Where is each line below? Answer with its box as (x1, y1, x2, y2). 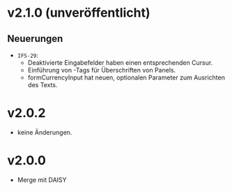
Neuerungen (7, 33, 63, 45)
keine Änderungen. (17, 128, 72, 137)
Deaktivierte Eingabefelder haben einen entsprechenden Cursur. (27, 59, 213, 67)
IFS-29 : (17, 51, 38, 59)
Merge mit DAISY (17, 176, 68, 184)
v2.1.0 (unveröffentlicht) (7, 5, 151, 21)
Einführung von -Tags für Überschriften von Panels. (27, 66, 176, 74)
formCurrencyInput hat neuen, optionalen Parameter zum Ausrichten (27, 73, 225, 82)
